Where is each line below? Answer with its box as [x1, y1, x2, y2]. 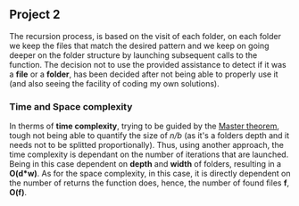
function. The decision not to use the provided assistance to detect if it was [9, 59, 287, 70]
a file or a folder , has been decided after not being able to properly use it [9, 69, 278, 79]
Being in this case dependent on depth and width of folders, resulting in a [9, 159, 282, 169]
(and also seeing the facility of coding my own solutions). [9, 78, 220, 88]
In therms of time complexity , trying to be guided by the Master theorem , [9, 120, 279, 132]
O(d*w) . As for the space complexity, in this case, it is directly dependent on [9, 169, 292, 179]
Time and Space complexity [9, 100, 133, 112]
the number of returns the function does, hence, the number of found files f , [9, 177, 290, 188]
